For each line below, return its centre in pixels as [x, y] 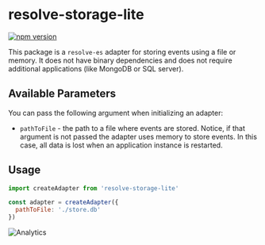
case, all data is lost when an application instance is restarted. [121, 145]
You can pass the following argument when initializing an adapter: [116, 113]
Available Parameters [62, 94]
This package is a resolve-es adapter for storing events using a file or [122, 52]
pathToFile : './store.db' [58, 210]
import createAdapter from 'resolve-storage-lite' [94, 188]
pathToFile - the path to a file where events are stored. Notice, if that [132, 128]
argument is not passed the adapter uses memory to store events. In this [138, 136]
